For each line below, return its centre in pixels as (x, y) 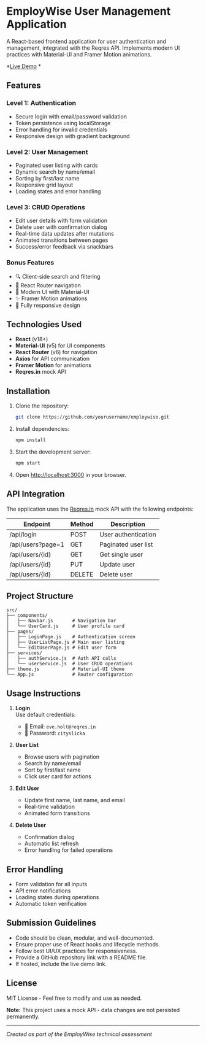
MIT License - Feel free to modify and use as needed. (74, 998)
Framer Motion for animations (53, 365)
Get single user (121, 554)
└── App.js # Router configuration (70, 675)
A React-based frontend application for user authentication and (86, 41)
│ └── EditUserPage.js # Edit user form (61, 648)
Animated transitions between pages (62, 240)
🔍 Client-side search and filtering (58, 276)
